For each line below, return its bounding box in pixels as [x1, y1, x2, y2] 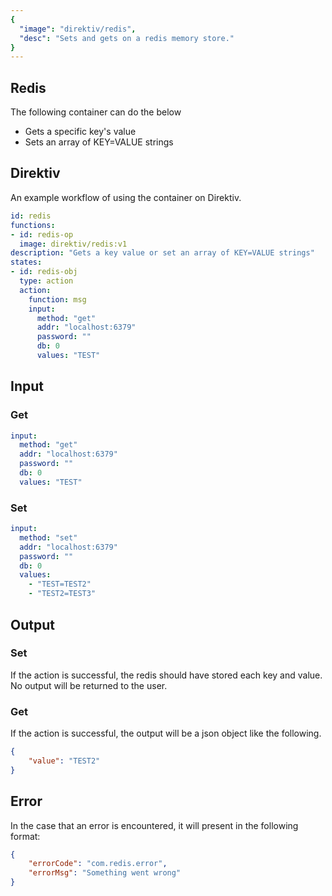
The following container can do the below [10, 106, 182, 118]
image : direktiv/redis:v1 [19, 239, 128, 249]
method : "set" [19, 532, 78, 543]
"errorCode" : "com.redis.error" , [28, 859, 168, 869]
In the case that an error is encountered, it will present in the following [10, 819, 299, 831]
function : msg [28, 294, 87, 305]
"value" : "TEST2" [28, 756, 101, 766]
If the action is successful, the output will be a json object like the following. [10, 727, 322, 740]
